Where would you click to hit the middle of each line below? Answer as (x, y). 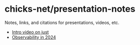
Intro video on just (30, 32)
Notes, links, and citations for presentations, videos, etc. (62, 22)
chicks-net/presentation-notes (70, 9)
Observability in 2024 (34, 37)
